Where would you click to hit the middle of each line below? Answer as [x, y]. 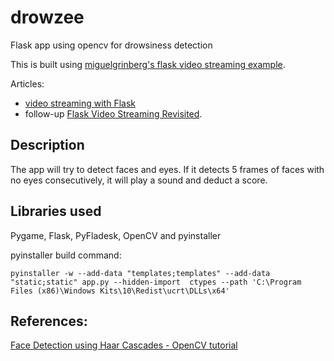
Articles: [27, 83]
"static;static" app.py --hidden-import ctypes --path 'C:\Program [156, 282]
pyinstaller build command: [66, 255]
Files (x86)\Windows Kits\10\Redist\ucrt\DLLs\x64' [120, 291]
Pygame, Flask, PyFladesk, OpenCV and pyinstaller [116, 235]
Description [47, 145]
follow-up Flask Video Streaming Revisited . [113, 113]
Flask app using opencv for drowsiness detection [111, 45]
